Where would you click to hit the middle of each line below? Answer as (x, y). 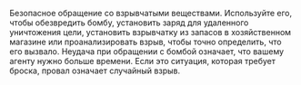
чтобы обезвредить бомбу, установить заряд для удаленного (129, 23)
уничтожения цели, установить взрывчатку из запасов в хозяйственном (150, 32)
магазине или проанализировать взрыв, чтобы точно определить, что (145, 42)
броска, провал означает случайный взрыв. (95, 71)
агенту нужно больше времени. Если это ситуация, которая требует (142, 61)
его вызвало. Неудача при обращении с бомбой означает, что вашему (147, 52)
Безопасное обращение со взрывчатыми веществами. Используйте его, (151, 13)
